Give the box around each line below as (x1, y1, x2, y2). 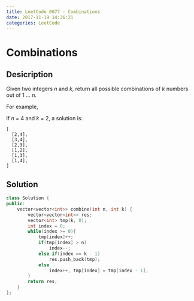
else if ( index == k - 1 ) (38, 251, 101, 257)
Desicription (6, 69, 53, 80)
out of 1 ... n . (6, 92, 37, 99)
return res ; (28, 279, 58, 285)
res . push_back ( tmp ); (48, 256, 101, 262)
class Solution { (6, 195, 50, 201)
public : (6, 201, 26, 207)
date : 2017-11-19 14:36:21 (6, 14, 74, 20)
